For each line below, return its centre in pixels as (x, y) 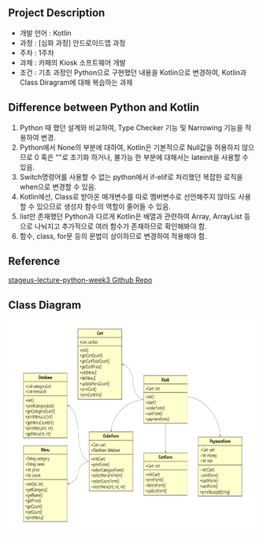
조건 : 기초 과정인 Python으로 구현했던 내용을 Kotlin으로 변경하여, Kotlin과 (133, 72)
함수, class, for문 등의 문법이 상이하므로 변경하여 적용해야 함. (113, 236)
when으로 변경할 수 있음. (58, 186)
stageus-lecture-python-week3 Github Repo (80, 280)
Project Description (57, 13)
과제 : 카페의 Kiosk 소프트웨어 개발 (72, 62)
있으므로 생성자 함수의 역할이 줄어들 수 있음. (104, 206)
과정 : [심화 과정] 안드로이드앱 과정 (72, 43)
